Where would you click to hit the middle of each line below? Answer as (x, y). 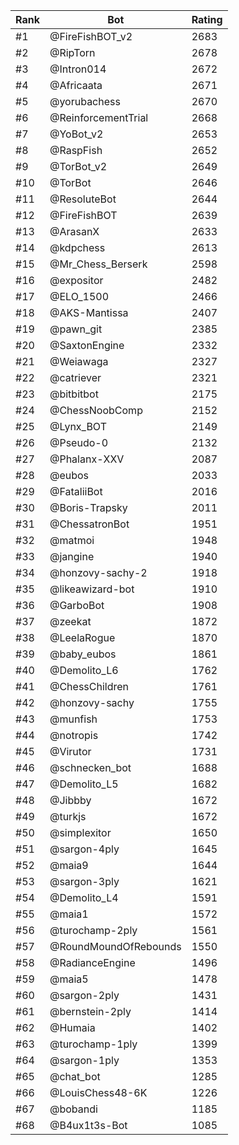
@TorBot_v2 (78, 166)
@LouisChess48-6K (98, 1092)
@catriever (75, 377)
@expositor (76, 280)
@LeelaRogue (82, 637)
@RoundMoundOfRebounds (115, 946)
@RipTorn (72, 52)
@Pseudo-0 (79, 442)
